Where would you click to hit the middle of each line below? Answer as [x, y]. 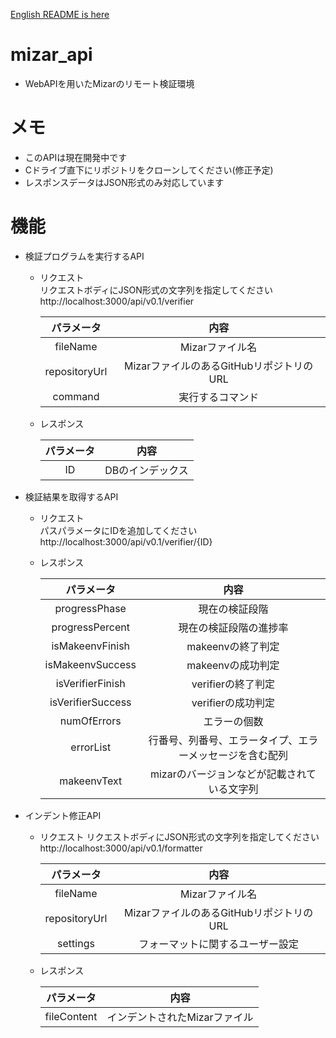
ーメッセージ [208, 755]
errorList [91, 747]
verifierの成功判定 [233, 702]
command [76, 396]
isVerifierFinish [90, 683]
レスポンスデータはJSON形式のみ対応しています [124, 182]
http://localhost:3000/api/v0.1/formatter [121, 848]
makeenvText [91, 781]
